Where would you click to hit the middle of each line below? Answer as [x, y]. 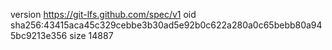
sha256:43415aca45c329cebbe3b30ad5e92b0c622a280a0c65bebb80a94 [166, 25]
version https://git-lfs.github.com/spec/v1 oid [103, 14]
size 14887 [91, 35]
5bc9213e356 [39, 35]
